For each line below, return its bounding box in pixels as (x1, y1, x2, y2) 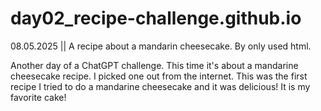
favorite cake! (10, 91, 67, 103)
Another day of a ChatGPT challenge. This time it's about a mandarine (10, 59, 299, 71)
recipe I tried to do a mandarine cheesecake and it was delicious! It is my (10, 80, 311, 92)
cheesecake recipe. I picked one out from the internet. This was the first (10, 70, 308, 82)
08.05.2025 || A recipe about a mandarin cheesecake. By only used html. (10, 40, 312, 52)
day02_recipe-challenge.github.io (10, 7, 302, 30)
